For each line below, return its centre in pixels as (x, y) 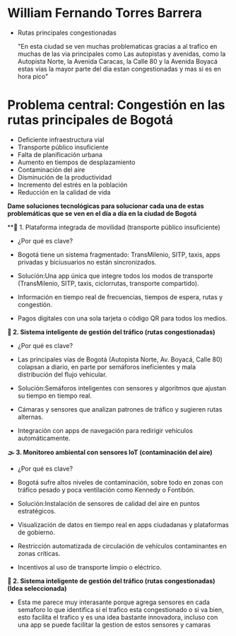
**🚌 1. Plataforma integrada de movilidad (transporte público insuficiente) (114, 227)
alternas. (30, 417)
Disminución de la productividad (64, 177)
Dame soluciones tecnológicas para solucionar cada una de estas (106, 206)
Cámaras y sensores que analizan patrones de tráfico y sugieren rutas (120, 409)
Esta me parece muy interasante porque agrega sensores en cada (114, 602)
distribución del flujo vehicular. (62, 374)
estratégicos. (37, 511)
